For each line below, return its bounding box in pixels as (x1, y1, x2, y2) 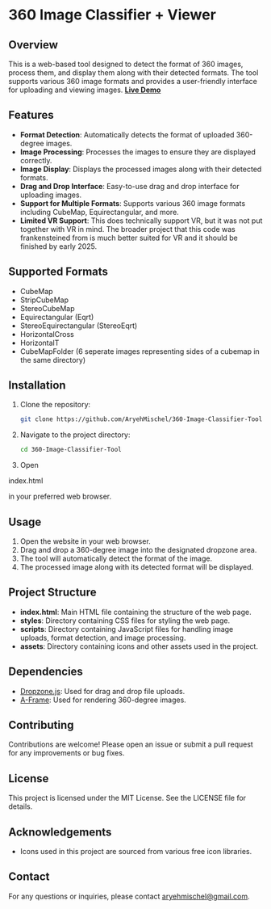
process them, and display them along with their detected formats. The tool (8, 68, 259, 78)
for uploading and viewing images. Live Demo (8, 85, 161, 95)
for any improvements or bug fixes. (8, 748, 125, 758)
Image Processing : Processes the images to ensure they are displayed (19, 147, 256, 157)
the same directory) (19, 355, 86, 364)
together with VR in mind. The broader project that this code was (19, 224, 236, 234)
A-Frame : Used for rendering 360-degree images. (19, 695, 187, 705)
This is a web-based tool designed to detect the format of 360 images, (8, 59, 244, 69)
